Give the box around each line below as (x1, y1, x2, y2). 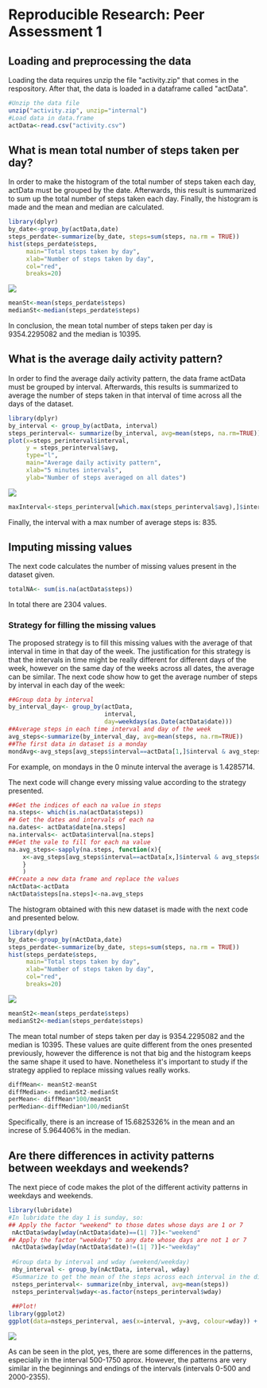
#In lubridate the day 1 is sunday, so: (8, 1214, 145, 1221)
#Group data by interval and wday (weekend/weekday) (11, 1258, 191, 1266)
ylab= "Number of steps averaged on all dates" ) (25, 473, 187, 481)
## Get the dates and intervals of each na (8, 816, 155, 824)
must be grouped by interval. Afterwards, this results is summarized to (8, 382, 238, 391)
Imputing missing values (8, 540, 133, 555)
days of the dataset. (8, 398, 74, 408)
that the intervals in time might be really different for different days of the (8, 655, 247, 665)
